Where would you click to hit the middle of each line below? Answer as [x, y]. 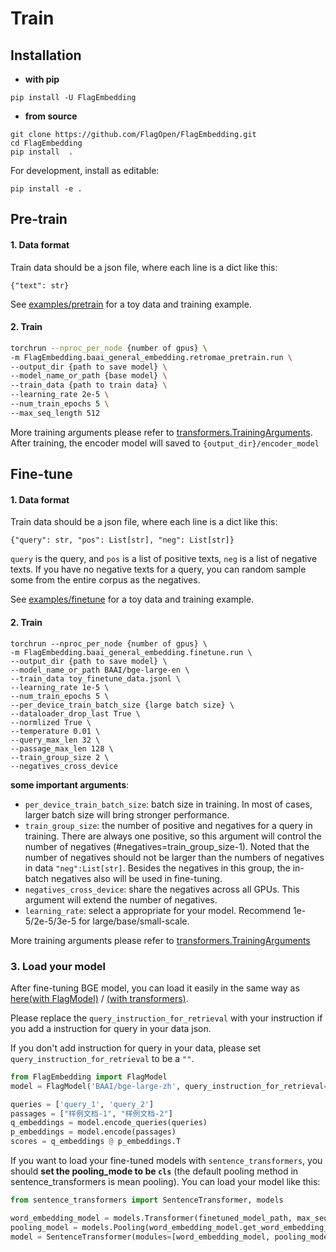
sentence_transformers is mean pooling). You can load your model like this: [165, 1182]
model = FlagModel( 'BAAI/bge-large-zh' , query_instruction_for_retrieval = [169, 1086]
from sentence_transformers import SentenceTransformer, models [147, 1200]
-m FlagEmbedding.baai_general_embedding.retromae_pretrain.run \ [151, 357]
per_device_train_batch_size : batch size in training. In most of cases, [168, 804]
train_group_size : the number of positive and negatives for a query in [168, 825]
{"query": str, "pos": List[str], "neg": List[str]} [122, 540]
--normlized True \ [51, 722]
